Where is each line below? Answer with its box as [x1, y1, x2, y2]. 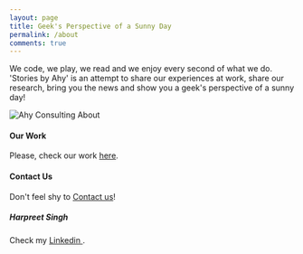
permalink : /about [9, 30, 79, 39]
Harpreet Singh [9, 212, 69, 222]
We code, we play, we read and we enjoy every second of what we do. [9, 63, 273, 74]
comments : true [9, 38, 67, 48]
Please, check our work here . [9, 150, 119, 161]
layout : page [9, 13, 59, 23]
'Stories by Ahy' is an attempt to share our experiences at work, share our [9, 73, 285, 84]
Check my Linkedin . [9, 234, 86, 245]
